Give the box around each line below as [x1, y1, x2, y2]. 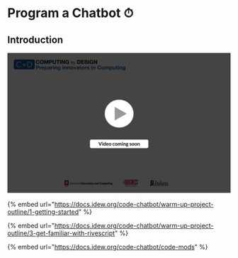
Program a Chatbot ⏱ [7, 5, 134, 21]
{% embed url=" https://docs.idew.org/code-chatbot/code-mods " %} [7, 242, 208, 251]
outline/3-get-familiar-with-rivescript [7, 229, 115, 237]
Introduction [7, 33, 64, 45]
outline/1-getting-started [7, 208, 79, 216]
